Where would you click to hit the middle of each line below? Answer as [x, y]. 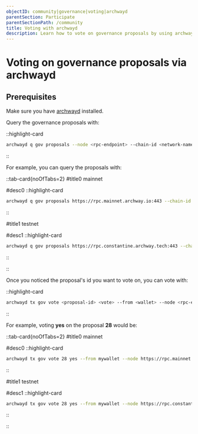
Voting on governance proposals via [96, 63]
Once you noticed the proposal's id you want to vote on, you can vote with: [97, 280]
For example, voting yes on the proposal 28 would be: [72, 325]
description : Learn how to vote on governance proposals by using [89, 34]
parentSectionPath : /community [44, 22]
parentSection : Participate [41, 17]
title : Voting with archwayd [42, 28]
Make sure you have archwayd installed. [55, 111]
